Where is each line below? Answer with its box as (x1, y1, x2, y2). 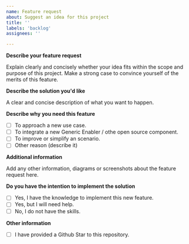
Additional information (6, 154, 63, 161)
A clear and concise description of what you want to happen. (6, 99, 154, 106)
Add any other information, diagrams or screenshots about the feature (6, 165, 177, 172)
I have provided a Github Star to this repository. (14, 231, 130, 238)
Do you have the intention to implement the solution (6, 183, 135, 190)
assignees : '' (6, 31, 41, 37)
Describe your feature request (6, 52, 82, 59)
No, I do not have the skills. (14, 207, 81, 214)
